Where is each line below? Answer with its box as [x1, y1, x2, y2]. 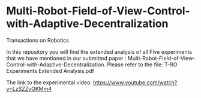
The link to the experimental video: [6, 79, 92, 86]
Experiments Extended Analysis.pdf [6, 67, 95, 74]
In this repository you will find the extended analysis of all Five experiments [6, 48, 193, 55]
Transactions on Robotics [6, 36, 69, 44]
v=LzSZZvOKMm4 [6, 85, 52, 92]
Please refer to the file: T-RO [107, 61, 178, 68]
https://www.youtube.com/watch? [92, 79, 178, 86]
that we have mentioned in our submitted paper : [6, 54, 127, 62]
